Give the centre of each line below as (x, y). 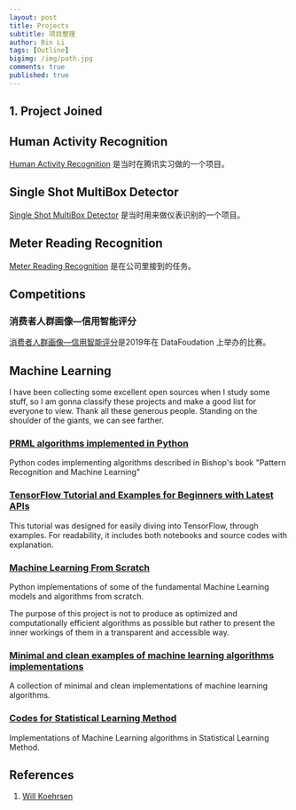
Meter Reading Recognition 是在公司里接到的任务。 (103, 266)
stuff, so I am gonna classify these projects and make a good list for (133, 401)
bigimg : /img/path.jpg (51, 59)
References (42, 775)
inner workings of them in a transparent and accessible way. (120, 632)
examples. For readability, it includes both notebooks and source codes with (148, 535)
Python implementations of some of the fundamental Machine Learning (139, 586)
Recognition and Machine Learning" (74, 472)
